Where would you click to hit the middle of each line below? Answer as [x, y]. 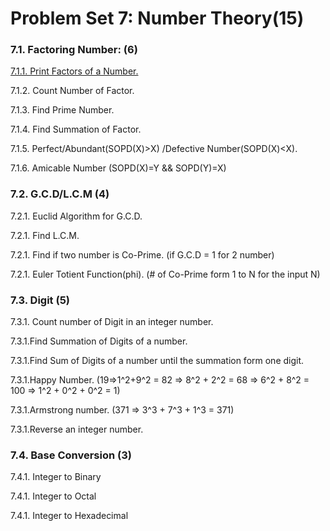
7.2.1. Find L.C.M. [45, 235]
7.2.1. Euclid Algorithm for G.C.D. [76, 216]
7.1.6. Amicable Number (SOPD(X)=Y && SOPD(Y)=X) [118, 168]
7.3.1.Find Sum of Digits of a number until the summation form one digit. [157, 361]
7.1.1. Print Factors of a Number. [74, 71]
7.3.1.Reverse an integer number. [77, 429]
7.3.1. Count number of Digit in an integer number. [112, 322]
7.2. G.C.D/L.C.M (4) [60, 194]
